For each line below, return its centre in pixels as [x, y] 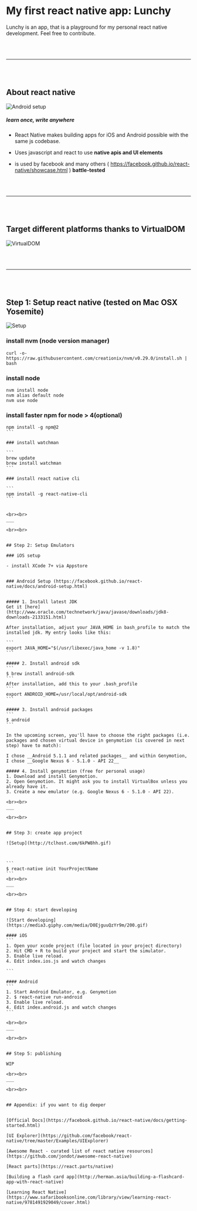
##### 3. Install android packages [50, 710]
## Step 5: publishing [34, 1054]
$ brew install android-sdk [40, 674]
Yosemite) [25, 311]
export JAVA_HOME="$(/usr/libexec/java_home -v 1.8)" [73, 648]
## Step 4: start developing [42, 910]
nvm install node [27, 390]
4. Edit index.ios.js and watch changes [56, 961]
